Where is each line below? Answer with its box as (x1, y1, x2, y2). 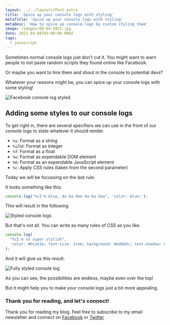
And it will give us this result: (5, 255, 65, 261)
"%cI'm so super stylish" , (10, 237, 67, 242)
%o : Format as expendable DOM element (12, 154, 96, 160)
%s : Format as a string (12, 137, 58, 144)
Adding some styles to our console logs (5, 109, 133, 118)
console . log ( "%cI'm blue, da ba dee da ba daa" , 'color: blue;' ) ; (5, 194, 148, 199)
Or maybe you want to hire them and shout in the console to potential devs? (5, 69, 163, 75)
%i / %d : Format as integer (12, 143, 63, 149)
